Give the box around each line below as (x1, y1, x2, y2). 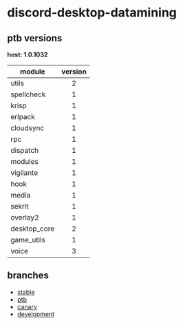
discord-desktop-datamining (7, 5, 177, 21)
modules (10, 157, 39, 166)
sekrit (10, 202, 29, 211)
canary (17, 302, 38, 311)
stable (17, 288, 35, 296)
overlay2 (10, 213, 39, 222)
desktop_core (10, 224, 55, 233)
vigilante (10, 168, 39, 177)
